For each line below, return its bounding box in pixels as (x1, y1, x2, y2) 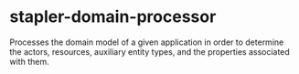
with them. (9, 56, 49, 67)
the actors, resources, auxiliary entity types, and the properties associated (9, 46, 290, 57)
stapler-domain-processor (9, 6, 217, 27)
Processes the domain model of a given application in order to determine (9, 37, 284, 48)
